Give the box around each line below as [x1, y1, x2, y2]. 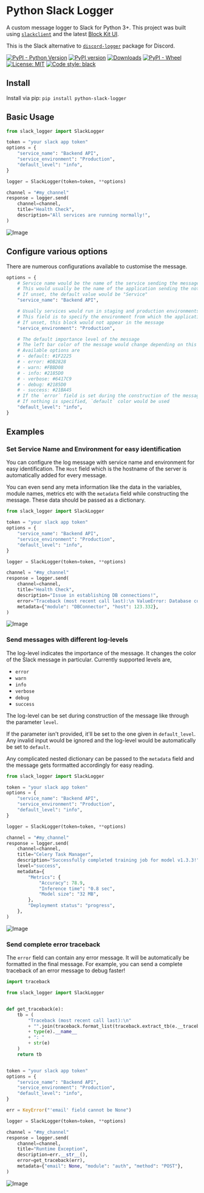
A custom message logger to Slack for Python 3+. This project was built [6, 24, 186, 31]
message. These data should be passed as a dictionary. [6, 496, 146, 504]
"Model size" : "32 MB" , [38, 891, 99, 897]
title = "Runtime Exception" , [17, 1146, 88, 1152]
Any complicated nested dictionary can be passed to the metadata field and [6, 755, 194, 762]
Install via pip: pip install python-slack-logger [6, 94, 127, 101]
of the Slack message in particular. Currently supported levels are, [6, 656, 172, 663]
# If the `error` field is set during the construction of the [17, 393, 181, 399]
